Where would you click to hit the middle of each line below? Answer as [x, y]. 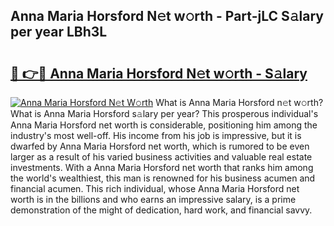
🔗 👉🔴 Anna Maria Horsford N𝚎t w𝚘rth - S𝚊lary [159, 73]
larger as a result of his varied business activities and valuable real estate [161, 157]
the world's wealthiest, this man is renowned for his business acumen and [163, 178]
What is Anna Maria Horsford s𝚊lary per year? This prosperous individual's [164, 113]
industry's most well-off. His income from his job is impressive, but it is [156, 135]
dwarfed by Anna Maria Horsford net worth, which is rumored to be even [160, 146]
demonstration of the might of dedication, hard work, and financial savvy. [161, 210]
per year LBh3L [59, 32]
